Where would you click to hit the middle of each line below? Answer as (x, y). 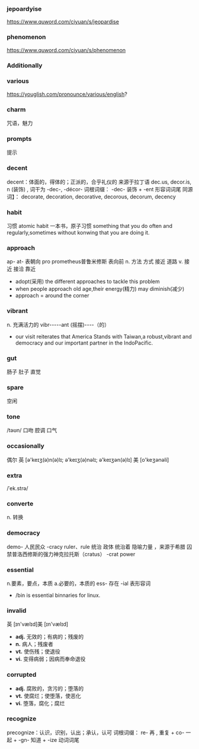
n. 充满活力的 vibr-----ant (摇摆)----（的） (58, 324)
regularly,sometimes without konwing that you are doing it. (78, 232)
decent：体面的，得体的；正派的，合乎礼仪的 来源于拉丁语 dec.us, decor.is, (99, 182)
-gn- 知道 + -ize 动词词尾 (49, 740)
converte (20, 504)
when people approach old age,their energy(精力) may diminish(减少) (100, 289)
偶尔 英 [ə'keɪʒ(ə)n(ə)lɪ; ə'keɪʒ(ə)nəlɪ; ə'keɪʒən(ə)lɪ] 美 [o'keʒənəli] (88, 459)
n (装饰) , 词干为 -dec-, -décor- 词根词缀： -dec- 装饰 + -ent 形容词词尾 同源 (100, 189)
